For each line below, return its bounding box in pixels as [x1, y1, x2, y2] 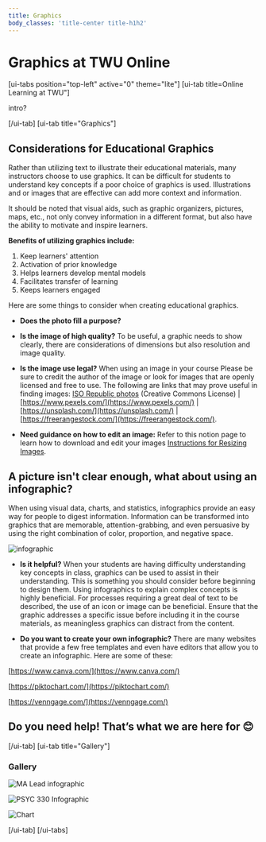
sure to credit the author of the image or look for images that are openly [19, 372, 255, 382]
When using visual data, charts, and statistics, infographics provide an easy [8, 503, 256, 513]
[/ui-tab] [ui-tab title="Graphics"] [8, 118, 117, 128]
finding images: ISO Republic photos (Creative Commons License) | [19, 389, 241, 398]
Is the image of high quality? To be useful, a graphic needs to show [19, 332, 243, 341]
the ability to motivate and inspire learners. [8, 220, 148, 231]
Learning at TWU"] [8, 88, 70, 98]
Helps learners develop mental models [19, 268, 146, 278]
